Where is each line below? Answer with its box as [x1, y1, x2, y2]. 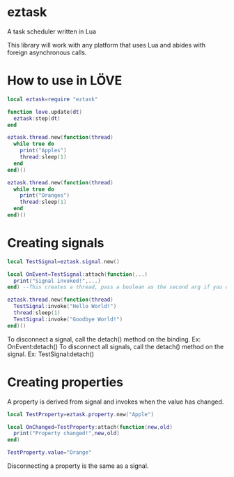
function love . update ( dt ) [7, 108, 82, 115]
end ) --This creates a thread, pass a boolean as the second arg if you [7, 284, 223, 291]
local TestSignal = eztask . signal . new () [7, 258, 120, 265]
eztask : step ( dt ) [13, 115, 61, 122]
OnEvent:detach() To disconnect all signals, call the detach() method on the [7, 342, 224, 351]
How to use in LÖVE [7, 73, 123, 89]
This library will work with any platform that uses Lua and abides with [7, 41, 206, 49]
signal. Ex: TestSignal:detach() [7, 350, 95, 358]
